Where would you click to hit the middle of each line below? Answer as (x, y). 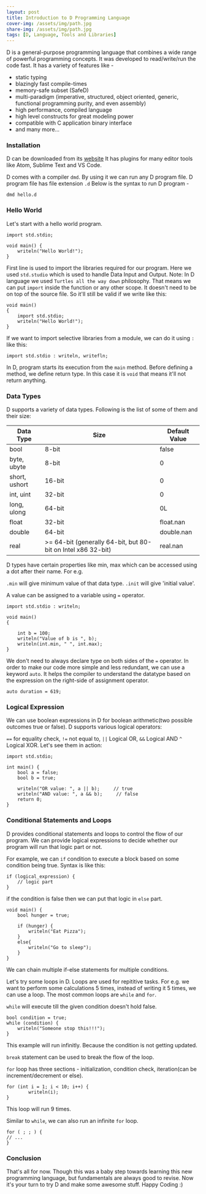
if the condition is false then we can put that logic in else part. (84, 898)
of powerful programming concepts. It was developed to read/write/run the (101, 59)
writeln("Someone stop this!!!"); (61, 1028)
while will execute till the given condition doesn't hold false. (82, 1006)
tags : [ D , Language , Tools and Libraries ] (61, 35)
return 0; (30, 800)
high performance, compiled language (63, 110)
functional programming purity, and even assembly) (81, 103)
